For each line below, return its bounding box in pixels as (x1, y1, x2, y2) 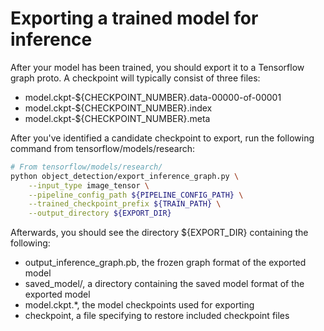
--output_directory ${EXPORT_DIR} (28, 208, 172, 219)
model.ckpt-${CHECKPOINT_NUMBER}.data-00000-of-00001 (24, 91, 282, 103)
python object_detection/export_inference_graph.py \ (10, 171, 240, 181)
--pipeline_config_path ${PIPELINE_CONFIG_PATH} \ (28, 190, 244, 200)
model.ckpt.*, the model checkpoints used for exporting (24, 299, 255, 311)
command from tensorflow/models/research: (10, 142, 196, 154)
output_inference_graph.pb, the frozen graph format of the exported (24, 257, 307, 269)
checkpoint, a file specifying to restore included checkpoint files (24, 310, 290, 322)
